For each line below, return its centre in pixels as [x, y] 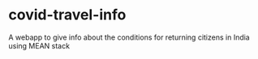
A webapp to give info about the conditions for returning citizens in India [129, 37]
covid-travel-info [67, 15]
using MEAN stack [39, 45]
